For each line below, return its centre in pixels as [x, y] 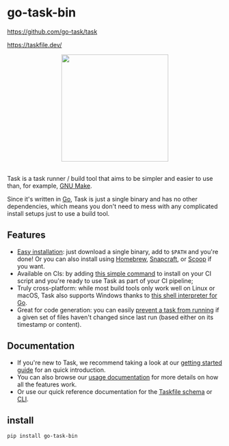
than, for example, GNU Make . [50, 186]
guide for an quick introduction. [61, 370]
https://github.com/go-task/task [52, 32]
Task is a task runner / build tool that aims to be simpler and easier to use [110, 178]
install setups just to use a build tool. [58, 213]
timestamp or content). [49, 324]
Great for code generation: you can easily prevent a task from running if [118, 310]
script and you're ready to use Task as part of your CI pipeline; [105, 281]
